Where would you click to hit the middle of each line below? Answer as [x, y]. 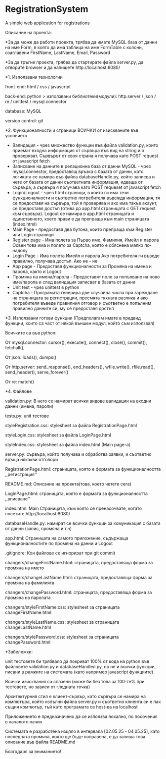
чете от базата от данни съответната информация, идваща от [78, 182]
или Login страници [33, 234]
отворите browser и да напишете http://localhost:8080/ [62, 67]
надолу [20, 250]
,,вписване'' [18, 498]
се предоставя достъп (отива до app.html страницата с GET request [84, 208]
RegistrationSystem [47, 9]
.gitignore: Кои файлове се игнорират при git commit [60, 553]
